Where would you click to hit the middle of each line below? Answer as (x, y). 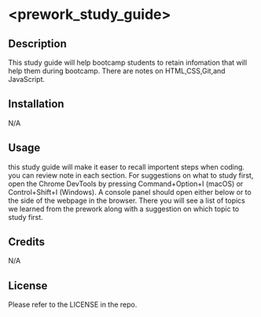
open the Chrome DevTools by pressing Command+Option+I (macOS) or (126, 184)
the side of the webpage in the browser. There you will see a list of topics (127, 200)
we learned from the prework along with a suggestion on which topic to (124, 209)
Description (37, 44)
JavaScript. (27, 79)
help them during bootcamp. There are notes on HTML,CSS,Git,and (117, 71)
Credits (27, 242)
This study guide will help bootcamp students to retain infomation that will (128, 62)
